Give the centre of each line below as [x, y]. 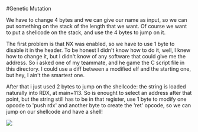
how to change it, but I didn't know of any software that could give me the [96, 56]
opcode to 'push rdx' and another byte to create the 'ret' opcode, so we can [99, 105]
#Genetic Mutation [29, 9]
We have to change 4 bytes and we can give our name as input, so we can [97, 20]
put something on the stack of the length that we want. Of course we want [97, 26]
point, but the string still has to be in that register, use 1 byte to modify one [96, 99]
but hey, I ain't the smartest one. [46, 75]
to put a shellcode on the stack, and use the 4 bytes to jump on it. [86, 32]
